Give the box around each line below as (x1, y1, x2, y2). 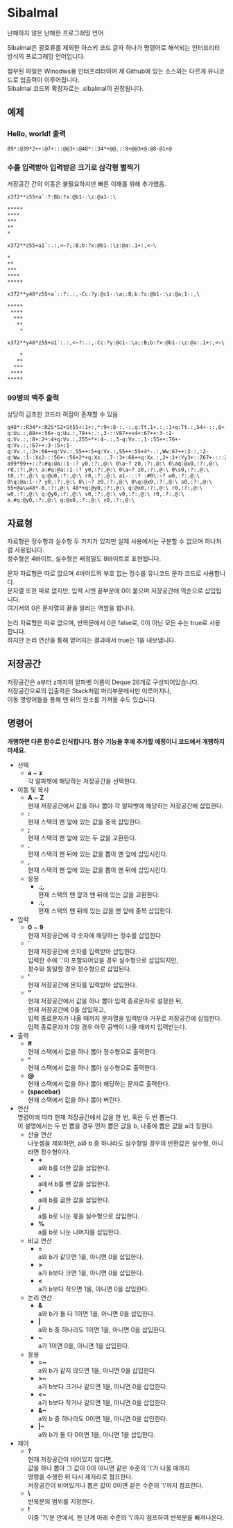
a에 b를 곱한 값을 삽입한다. (37, 1196, 110, 1204)
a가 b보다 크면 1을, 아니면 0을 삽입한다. (37, 1268, 144, 1277)
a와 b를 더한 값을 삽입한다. (37, 1164, 110, 1172)
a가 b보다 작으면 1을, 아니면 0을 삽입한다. (37, 1284, 150, 1293)
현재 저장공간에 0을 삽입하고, (27, 1005, 106, 1014)
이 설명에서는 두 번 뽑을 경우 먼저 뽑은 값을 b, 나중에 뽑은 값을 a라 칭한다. (17, 1121, 214, 1130)
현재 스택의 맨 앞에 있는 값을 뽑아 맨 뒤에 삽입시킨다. (27, 865, 169, 874)
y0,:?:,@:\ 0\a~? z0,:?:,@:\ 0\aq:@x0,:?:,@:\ (81, 460, 218, 468)
